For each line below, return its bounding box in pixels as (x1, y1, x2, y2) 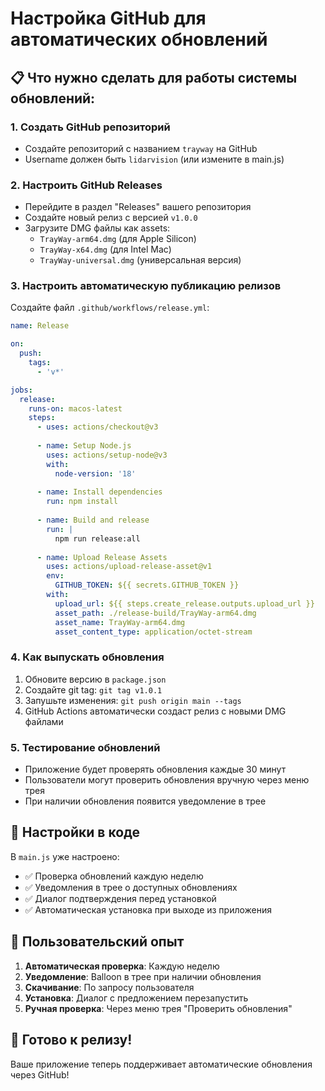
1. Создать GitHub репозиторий (10, 120, 171, 134)
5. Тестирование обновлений (10, 740, 161, 754)
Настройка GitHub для (10, 7, 207, 30)
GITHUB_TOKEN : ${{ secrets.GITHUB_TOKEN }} (54, 580, 240, 591)
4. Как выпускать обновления (10, 650, 165, 664)
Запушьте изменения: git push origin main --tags (24, 694, 242, 706)
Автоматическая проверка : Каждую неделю (24, 960, 220, 972)
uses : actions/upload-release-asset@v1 (46, 562, 213, 572)
